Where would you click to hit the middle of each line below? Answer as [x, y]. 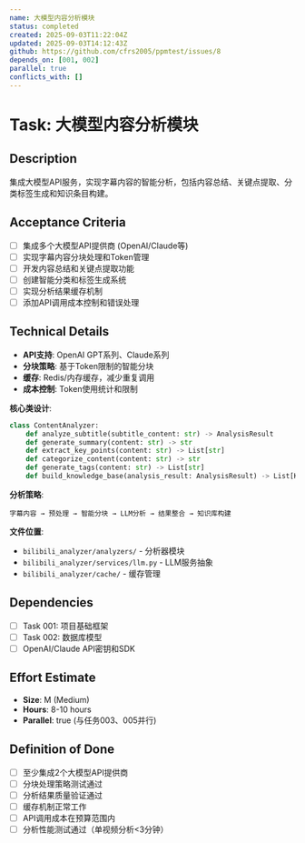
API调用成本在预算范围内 [69, 818]
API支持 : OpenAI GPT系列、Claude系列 [96, 355]
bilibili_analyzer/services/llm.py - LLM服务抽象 [118, 562]
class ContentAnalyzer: [54, 425]
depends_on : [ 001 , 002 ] [54, 60]
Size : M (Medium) [56, 699]
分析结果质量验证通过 [62, 795]
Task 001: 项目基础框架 [65, 626]
